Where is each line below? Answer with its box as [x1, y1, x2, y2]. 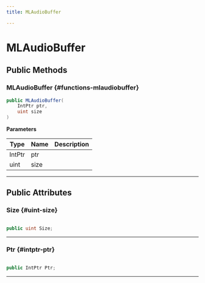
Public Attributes [6, 187, 72, 198]
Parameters [6, 126, 37, 132]
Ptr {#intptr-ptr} [6, 246, 55, 254]
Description [54, 140, 90, 148]
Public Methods [6, 65, 68, 75]
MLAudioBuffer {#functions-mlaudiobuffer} [6, 83, 139, 92]
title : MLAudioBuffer [6, 9, 62, 15]
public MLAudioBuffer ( [6, 97, 64, 104]
